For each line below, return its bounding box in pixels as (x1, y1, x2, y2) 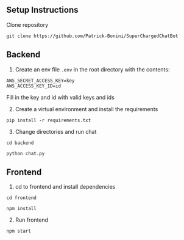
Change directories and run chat (15, 128, 97, 135)
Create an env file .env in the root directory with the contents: (15, 65, 170, 73)
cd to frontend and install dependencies (15, 183, 116, 191)
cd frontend (6, 195, 37, 201)
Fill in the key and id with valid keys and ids (6, 93, 115, 101)
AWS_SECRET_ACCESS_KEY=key (6, 78, 75, 84)
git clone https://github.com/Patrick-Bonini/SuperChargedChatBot (6, 33, 179, 39)
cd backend (6, 140, 34, 146)
